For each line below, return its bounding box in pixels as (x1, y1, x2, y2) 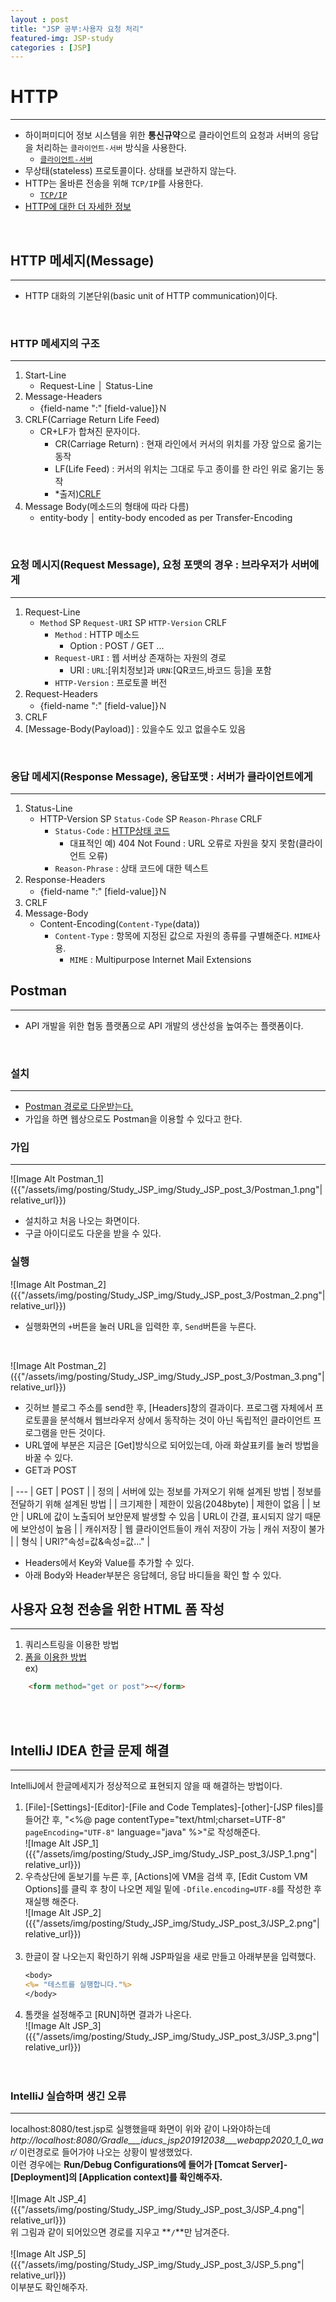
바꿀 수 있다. (24, 1451, 74, 1463)
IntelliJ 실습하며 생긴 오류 (10, 2089, 127, 2103)
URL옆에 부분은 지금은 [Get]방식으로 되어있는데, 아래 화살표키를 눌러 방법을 (24, 1439, 320, 1451)
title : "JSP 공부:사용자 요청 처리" (10, 24, 145, 34)
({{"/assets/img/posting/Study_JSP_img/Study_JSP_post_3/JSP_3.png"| (24, 2030, 320, 2042)
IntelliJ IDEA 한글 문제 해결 (10, 1742, 170, 1759)
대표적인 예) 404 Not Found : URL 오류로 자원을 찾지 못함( (69, 837, 300, 849)
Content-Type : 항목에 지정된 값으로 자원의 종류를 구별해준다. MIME (54, 929, 313, 941)
